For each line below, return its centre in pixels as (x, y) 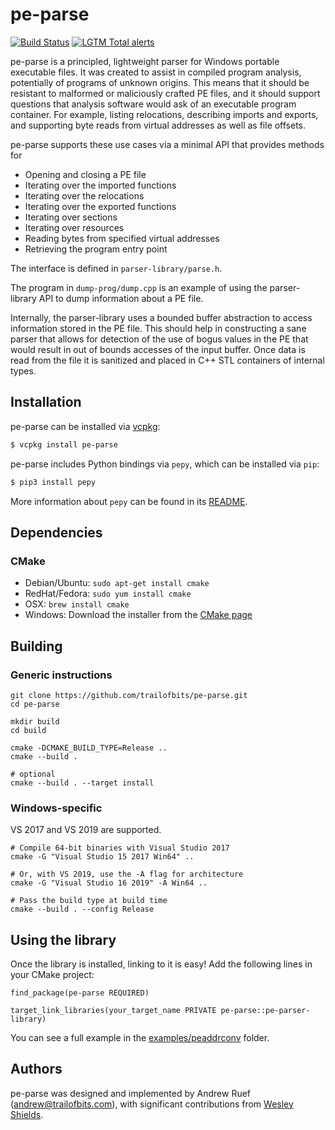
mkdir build (35, 721)
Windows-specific (56, 808)
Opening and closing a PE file (85, 174)
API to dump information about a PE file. (121, 298)
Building (36, 646)
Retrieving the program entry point (96, 249)
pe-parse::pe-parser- (265, 1010)
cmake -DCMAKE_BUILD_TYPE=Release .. (89, 748)
